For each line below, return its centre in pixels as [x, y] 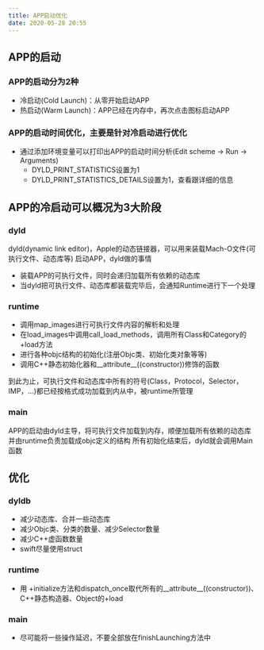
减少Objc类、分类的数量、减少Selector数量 [90, 529]
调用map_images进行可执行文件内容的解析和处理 [99, 325]
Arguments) [39, 160]
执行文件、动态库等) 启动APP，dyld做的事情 [80, 259]
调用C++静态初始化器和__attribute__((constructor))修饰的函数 [119, 364]
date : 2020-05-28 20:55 [48, 23]
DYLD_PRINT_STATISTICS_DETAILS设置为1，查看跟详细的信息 [132, 180]
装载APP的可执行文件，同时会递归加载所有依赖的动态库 [110, 275]
